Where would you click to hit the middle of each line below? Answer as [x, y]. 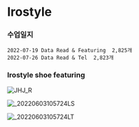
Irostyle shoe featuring [46, 75]
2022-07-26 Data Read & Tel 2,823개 [61, 58]
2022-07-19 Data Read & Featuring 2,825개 [70, 51]
